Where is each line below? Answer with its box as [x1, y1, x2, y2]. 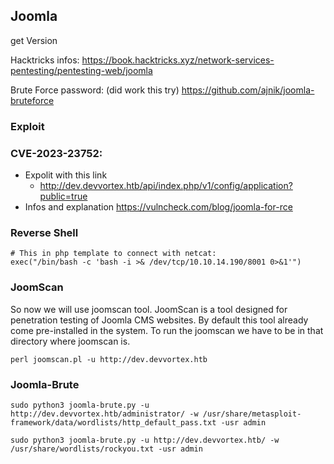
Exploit [10, 119, 45, 133]
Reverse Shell [10, 225, 79, 239]
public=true [39, 190, 88, 203]
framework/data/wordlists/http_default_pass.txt [10, 417, 217, 428]
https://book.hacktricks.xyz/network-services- [81, 54, 275, 66]
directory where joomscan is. [10, 335, 131, 347]
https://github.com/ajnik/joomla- [181, 84, 315, 96]
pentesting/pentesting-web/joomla [10, 64, 153, 76]
